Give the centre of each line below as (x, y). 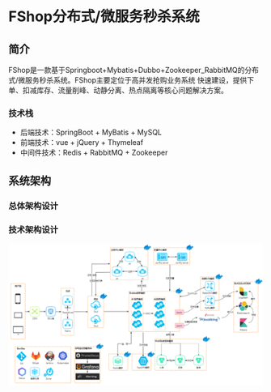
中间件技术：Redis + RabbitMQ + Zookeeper (94, 153)
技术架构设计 (34, 229)
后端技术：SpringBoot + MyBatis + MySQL (91, 132)
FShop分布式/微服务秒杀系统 (104, 17)
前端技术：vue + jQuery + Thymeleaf (82, 143)
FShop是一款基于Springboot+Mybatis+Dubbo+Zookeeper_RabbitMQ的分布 (134, 70)
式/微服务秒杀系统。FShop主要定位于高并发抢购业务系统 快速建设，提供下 (131, 80)
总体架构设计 (34, 206)
